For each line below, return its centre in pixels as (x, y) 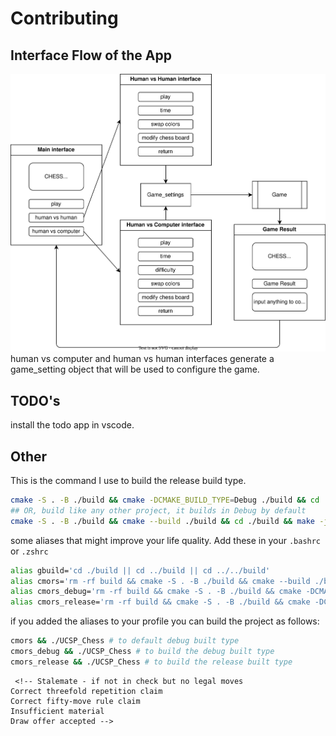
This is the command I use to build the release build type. (128, 480)
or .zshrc (29, 551)
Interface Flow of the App (91, 55)
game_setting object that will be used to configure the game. (135, 369)
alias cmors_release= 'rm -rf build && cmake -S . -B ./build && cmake (160, 602)
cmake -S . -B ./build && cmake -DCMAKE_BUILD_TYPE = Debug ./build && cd (165, 500)
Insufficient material (57, 711)
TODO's (35, 400)
